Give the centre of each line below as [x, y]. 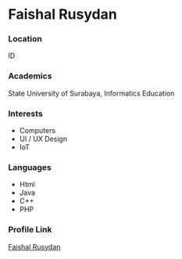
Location [25, 39]
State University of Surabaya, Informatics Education [91, 93]
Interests [25, 113]
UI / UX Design [43, 139]
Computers [37, 131]
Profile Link [30, 230]
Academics [30, 76]
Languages [30, 167]
